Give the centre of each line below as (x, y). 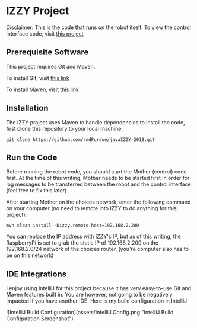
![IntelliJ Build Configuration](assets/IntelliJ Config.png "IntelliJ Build (90, 313)
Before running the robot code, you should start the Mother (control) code (96, 172)
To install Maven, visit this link (42, 89)
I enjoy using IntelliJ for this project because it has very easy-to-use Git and (99, 288)
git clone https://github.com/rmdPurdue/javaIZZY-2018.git (81, 139)
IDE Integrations (36, 274)
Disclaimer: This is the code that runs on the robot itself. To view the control (99, 27)
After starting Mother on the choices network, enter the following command (99, 202)
